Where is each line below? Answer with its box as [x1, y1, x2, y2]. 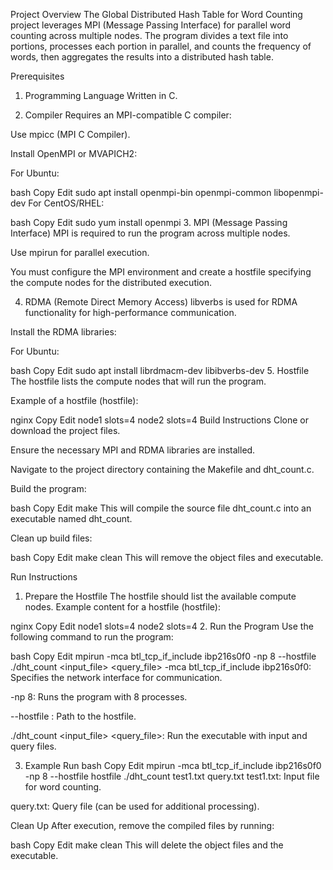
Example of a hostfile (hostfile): [10, 395, 139, 406]
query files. [10, 740, 57, 752]
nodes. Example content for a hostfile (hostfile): [24, 601, 221, 613]
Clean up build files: [10, 532, 93, 544]
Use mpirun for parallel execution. [10, 247, 150, 258]
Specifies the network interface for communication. [10, 672, 223, 683]
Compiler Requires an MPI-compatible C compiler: [24, 109, 232, 121]
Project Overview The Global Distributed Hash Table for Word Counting [10, 9, 303, 20]
